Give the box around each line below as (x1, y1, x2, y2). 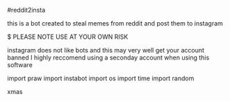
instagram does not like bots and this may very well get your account (7, 46, 205, 54)
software (7, 61, 33, 68)
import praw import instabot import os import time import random (7, 74, 195, 82)
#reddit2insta (7, 6, 46, 14)
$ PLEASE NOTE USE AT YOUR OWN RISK (7, 33, 129, 41)
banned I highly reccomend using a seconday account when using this (7, 53, 210, 62)
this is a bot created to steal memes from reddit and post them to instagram (7, 19, 224, 27)
